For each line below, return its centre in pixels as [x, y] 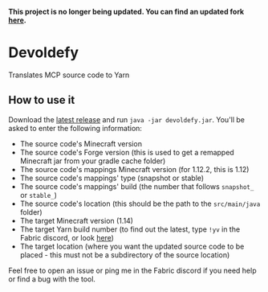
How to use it [42, 100]
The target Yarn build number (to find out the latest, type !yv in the [130, 229]
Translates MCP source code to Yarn [69, 75]
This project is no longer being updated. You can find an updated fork [126, 12]
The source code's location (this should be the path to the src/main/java [140, 204]
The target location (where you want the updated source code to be [132, 246]
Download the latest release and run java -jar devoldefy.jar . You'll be [127, 119]
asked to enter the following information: [75, 128]
